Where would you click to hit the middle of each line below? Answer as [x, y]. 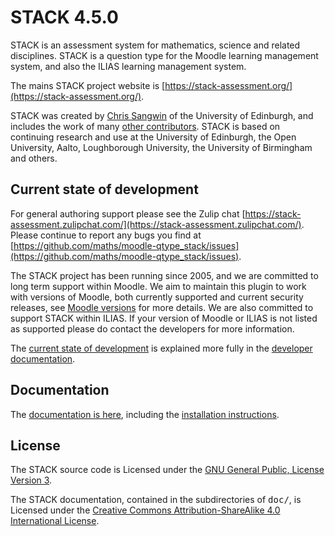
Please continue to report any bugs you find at [106, 235]
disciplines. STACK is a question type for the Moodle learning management [164, 55]
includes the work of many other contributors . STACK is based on [145, 126]
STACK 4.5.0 [64, 17]
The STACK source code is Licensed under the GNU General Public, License [167, 470]
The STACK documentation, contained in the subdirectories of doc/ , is [156, 500]
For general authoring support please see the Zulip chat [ [128, 213]
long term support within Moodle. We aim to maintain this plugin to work [158, 286]
